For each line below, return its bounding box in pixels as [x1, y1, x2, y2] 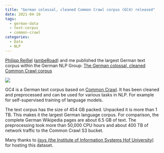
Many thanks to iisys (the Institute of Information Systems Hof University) [5, 137, 154, 143]
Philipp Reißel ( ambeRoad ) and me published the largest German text [5, 57, 145, 63]
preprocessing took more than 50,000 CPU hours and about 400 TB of [5, 122, 149, 128]
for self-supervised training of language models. [5, 97, 103, 103]
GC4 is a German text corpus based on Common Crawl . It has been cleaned [5, 87, 160, 92]
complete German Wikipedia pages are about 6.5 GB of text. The [5, 117, 136, 123]
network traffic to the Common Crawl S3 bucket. [5, 127, 103, 133]
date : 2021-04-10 [5, 12, 41, 17]
